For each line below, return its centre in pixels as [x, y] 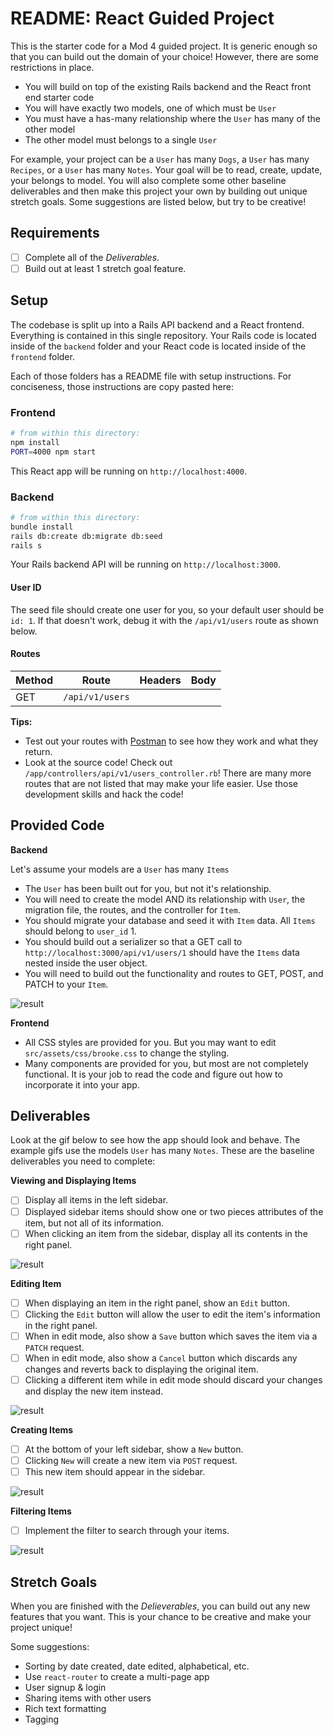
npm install [35, 442]
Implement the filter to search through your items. [127, 1531]
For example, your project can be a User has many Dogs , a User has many [160, 159]
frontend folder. [42, 356]
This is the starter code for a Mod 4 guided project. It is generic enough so [164, 46]
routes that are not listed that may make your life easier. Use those [161, 783]
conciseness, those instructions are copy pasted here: [122, 386]
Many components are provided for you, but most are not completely [166, 1063]
